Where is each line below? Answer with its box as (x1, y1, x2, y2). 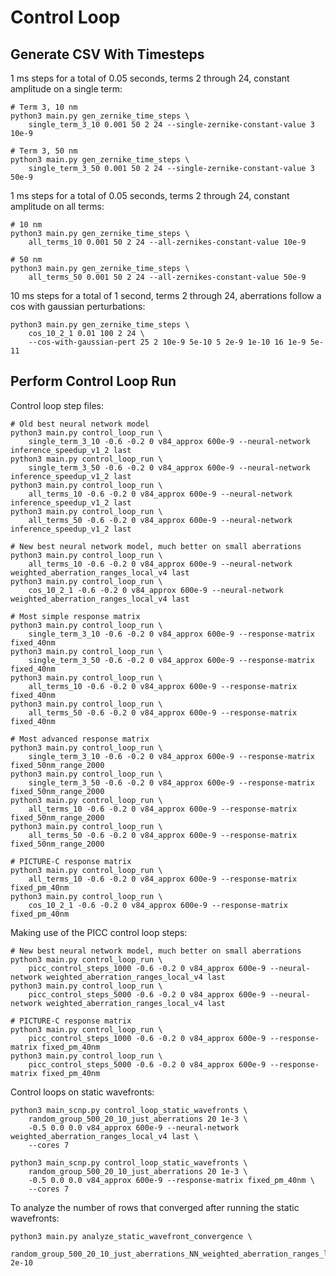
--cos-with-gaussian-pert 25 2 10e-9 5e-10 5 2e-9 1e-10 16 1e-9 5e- (28, 337, 325, 347)
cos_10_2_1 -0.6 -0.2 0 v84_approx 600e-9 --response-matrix (28, 900, 288, 910)
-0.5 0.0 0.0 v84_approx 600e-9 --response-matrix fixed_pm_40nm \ (28, 1175, 315, 1185)
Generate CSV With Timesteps (10, 46, 205, 63)
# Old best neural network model (10, 419, 150, 429)
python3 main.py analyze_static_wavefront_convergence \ (10, 1231, 253, 1241)
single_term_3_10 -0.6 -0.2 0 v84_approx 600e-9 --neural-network (28, 436, 311, 446)
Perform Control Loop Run (10, 373, 177, 390)
